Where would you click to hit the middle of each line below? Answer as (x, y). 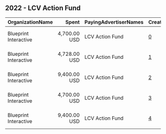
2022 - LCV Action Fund (43, 8)
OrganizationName (30, 22)
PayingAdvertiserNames (114, 22)
